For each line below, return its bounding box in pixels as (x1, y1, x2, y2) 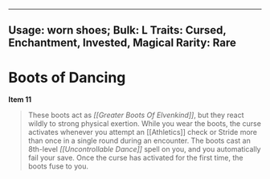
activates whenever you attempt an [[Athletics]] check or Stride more (27, 128, 257, 137)
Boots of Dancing (8, 68, 126, 87)
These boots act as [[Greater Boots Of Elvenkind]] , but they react (27, 110, 244, 120)
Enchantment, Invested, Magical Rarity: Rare (8, 36, 237, 50)
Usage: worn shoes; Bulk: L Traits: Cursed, (8, 23, 227, 37)
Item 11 (8, 95, 32, 104)
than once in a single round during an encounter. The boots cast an (27, 136, 251, 145)
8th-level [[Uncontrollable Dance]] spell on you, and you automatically (27, 144, 261, 154)
